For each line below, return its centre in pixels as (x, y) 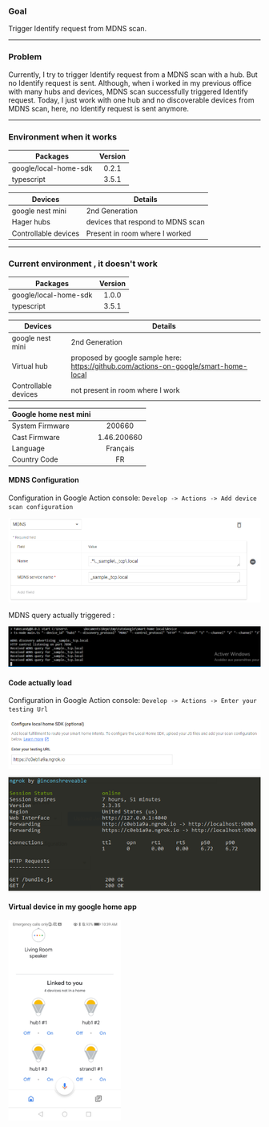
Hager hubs (31, 222)
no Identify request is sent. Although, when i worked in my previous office (130, 83)
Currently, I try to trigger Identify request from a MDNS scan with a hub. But (133, 75)
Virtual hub (30, 366)
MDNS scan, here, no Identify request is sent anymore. (99, 108)
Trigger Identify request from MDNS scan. (78, 29)
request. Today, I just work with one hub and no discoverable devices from (131, 100)
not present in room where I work (125, 390)
